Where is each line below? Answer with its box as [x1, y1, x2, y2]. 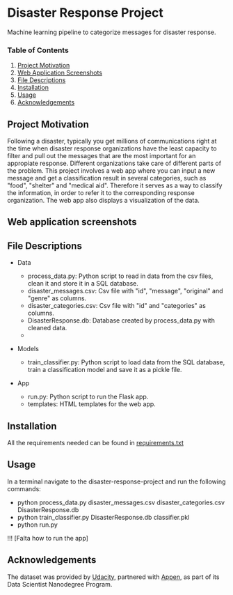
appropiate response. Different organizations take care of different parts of [7, 159, 221, 168]
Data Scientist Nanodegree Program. [7, 580, 113, 588]
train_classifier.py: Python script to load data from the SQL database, [27, 358, 225, 366]
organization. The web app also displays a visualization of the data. [7, 196, 200, 205]
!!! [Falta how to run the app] [7, 534, 89, 542]
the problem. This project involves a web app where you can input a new [7, 167, 216, 175]
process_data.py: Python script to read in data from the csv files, [27, 272, 214, 280]
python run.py [17, 520, 58, 529]
